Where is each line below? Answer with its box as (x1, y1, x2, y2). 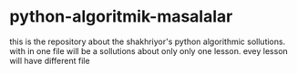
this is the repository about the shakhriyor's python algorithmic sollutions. (9, 36, 286, 47)
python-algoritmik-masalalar (9, 6, 233, 27)
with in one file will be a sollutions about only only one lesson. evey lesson (9, 45, 289, 56)
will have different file (9, 55, 90, 66)
